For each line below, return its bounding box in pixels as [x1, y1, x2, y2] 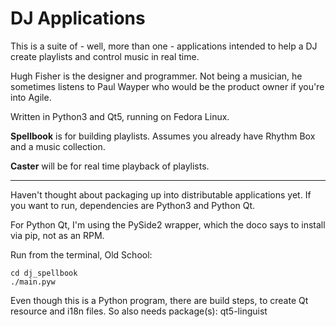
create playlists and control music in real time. [10, 50, 200, 62]
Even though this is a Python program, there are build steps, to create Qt [10, 294, 309, 306]
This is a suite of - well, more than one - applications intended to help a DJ [10, 40, 318, 52]
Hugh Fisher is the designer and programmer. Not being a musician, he [10, 70, 303, 82]
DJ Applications [10, 7, 146, 30]
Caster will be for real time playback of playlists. [10, 160, 210, 172]
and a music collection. [10, 140, 106, 152]
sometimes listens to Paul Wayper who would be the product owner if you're [10, 80, 325, 92]
